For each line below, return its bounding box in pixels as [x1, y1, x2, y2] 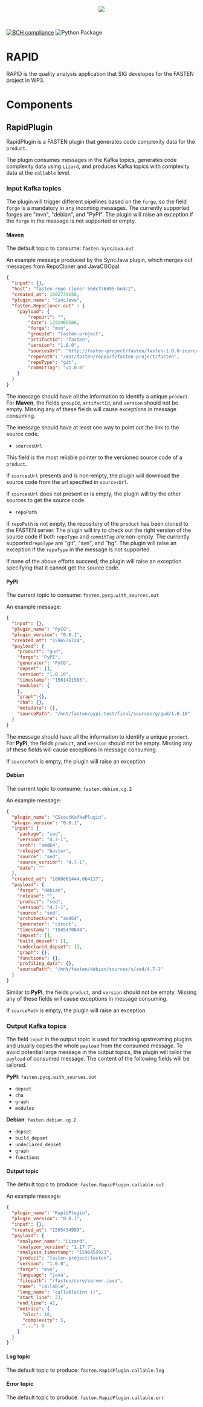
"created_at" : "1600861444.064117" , [11, 876, 104, 882]
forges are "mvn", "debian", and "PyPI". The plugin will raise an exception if [6, 211, 193, 218]
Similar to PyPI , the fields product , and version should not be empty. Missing [6, 989, 197, 996]
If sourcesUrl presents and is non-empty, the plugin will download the [6, 472, 180, 479]
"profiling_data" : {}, [17, 961, 74, 967]
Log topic [6, 1352, 31, 1360]
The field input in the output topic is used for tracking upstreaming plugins [6, 1036, 192, 1043]
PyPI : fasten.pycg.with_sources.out [6, 1073, 97, 1081]
